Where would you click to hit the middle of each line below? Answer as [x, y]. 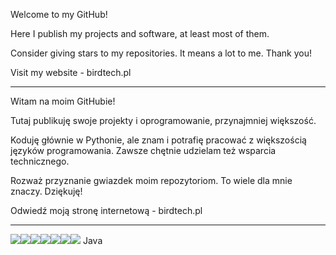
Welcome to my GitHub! [59, 14]
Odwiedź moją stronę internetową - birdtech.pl [106, 210]
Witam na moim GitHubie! [63, 101]
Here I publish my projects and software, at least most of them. [140, 33]
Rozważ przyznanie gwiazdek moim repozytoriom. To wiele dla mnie [151, 180]
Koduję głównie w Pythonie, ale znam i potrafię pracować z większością [158, 140]
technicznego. [40, 161]
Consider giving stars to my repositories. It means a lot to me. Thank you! [161, 53]
